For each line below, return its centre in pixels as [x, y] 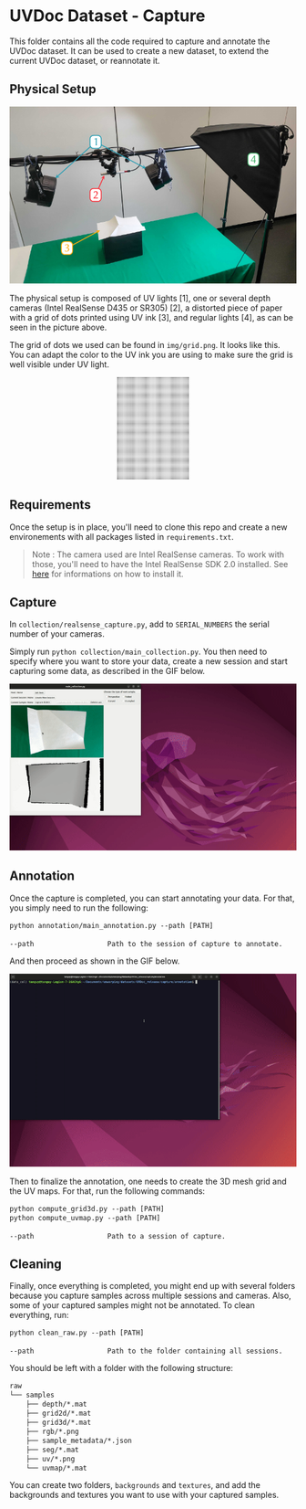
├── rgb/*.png [52, 1432]
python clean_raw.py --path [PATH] [77, 1333]
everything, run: [40, 1315]
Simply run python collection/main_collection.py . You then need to [138, 652]
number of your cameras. [57, 634]
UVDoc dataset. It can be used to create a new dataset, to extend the [139, 50]
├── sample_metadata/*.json [79, 1441]
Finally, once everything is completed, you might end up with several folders [153, 1286]
